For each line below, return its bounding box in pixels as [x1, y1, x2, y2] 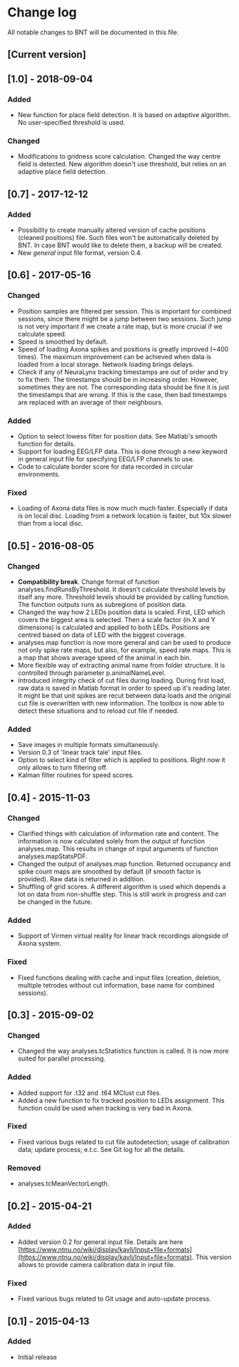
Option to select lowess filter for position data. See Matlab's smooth [17, 431, 218, 440]
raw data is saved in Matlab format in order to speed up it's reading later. [17, 683, 232, 692]
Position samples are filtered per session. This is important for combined [17, 306, 232, 315]
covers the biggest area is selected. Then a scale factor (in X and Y [17, 615, 215, 624]
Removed [7, 1163, 41, 1173]
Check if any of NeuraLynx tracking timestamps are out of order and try [17, 367, 228, 376]
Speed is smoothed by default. [17, 337, 108, 346]
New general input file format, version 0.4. [17, 249, 143, 257]
